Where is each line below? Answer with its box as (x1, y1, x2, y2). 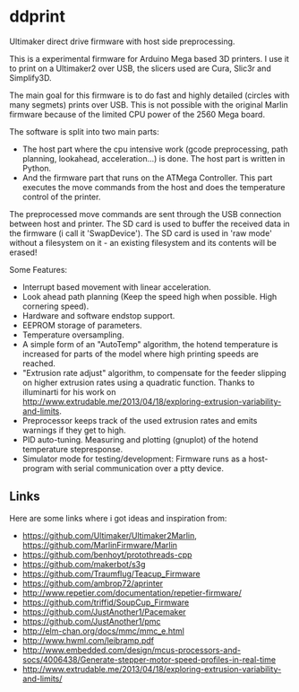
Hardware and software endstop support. (21, 310, 175, 320)
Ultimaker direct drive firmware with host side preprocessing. (9, 36, 235, 47)
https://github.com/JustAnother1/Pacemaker (21, 606, 186, 617)
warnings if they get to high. (21, 425, 127, 435)
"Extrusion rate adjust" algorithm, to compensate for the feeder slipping (21, 367, 286, 378)
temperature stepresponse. (21, 443, 124, 454)
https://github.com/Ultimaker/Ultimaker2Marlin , (21, 530, 197, 540)
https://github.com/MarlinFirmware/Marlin (21, 539, 177, 550)
